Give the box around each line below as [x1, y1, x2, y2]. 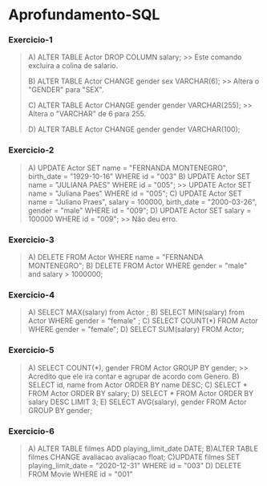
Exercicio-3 [8, 234, 55, 245]
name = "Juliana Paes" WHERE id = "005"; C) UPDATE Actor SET [27, 188, 243, 198]
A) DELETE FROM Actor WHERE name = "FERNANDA [27, 253, 204, 262]
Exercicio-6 [8, 425, 55, 436]
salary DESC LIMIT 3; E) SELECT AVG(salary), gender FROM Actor [27, 397, 247, 407]
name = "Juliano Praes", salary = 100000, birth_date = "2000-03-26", [27, 196, 257, 206]
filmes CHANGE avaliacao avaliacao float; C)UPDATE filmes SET [27, 452, 241, 462]
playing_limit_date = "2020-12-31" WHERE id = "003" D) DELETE [27, 460, 242, 470]
